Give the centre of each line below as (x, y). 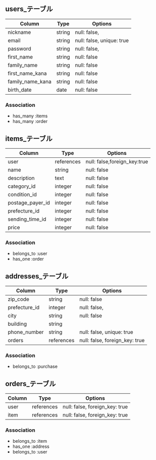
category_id (22, 186)
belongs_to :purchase (35, 366)
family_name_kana (30, 81)
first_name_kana (27, 73)
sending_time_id (27, 219)
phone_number (26, 332)
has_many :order (30, 121)
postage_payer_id (29, 202)
